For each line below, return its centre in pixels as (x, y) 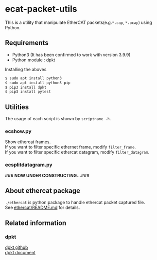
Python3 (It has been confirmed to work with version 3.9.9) (71, 55)
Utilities (17, 107)
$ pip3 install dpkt (26, 87)
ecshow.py (18, 131)
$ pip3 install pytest (28, 92)
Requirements (27, 43)
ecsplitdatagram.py (29, 165)
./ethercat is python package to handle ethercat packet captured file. (75, 203)
